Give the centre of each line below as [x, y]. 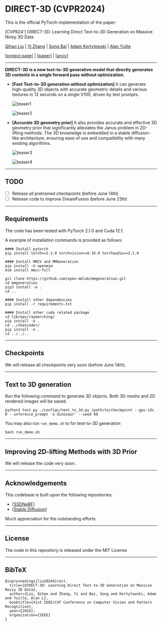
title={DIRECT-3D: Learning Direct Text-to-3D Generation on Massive [81, 585]
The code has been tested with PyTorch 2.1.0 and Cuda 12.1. [64, 231]
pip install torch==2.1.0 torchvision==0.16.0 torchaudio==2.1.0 [72, 253]
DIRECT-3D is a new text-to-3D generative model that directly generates [79, 69]
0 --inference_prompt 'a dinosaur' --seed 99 [51, 415]
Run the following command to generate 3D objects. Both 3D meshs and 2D [80, 396]
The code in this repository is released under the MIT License [66, 550]
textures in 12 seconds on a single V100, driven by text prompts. [75, 94]
